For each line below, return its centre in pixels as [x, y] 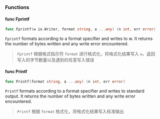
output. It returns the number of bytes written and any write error [70, 96]
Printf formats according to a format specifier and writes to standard [75, 91]
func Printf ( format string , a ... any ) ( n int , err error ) [65, 82]
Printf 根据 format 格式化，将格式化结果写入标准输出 [70, 112]
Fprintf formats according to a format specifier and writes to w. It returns [79, 39]
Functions [17, 7]
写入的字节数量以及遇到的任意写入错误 [55, 60]
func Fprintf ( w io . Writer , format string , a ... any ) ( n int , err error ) [80, 29]
